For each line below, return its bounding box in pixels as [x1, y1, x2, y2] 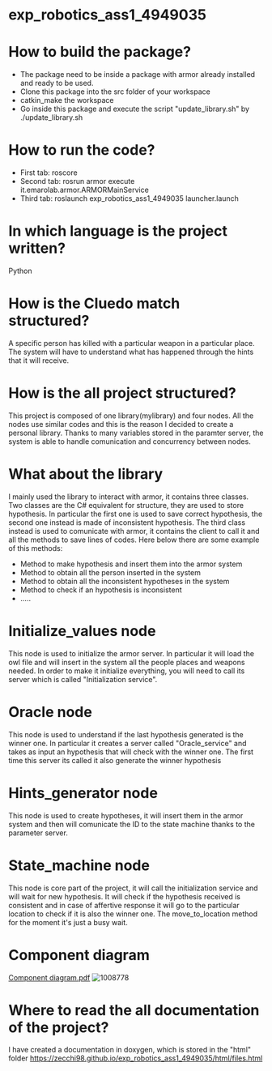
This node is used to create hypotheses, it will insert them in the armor [8, 810, 244, 820]
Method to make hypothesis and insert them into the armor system [19, 559, 243, 569]
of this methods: [8, 543, 63, 553]
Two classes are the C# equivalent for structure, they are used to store [8, 500, 244, 510]
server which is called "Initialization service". [8, 674, 158, 684]
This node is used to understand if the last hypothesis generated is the [8, 729, 244, 739]
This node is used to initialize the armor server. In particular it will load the [8, 648, 255, 658]
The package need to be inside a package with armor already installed [19, 70, 256, 79]
